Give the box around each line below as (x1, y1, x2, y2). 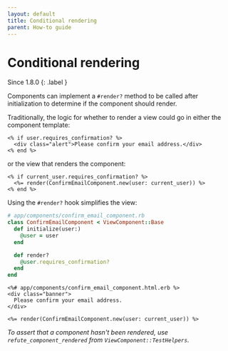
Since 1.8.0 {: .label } (7, 78, 68, 86)
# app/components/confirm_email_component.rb (7, 212, 145, 220)
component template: (7, 121, 71, 129)
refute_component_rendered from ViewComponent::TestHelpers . (7, 336, 190, 345)
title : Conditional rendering (7, 17, 98, 24)
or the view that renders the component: (7, 160, 126, 168)
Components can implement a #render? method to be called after (7, 92, 199, 101)
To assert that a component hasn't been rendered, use (7, 328, 169, 337)
